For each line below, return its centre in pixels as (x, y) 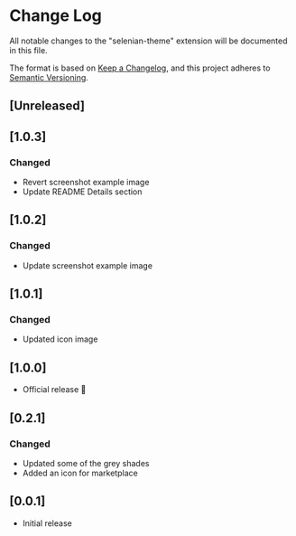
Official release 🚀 (54, 390)
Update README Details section (82, 192)
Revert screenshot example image (86, 183)
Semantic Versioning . (49, 77)
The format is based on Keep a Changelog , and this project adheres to (140, 68)
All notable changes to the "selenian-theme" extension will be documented (148, 41)
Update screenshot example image (88, 265)
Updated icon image (60, 339)
